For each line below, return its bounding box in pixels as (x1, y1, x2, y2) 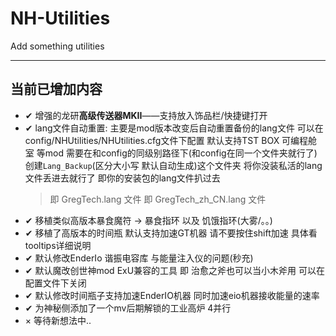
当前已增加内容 (10, 81, 103, 98)
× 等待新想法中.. (24, 314, 92, 326)
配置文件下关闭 (24, 277, 87, 289)
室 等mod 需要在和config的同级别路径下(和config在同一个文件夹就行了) (24, 147, 318, 159)
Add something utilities (10, 40, 105, 52)
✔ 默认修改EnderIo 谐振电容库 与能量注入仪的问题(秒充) (24, 252, 254, 264)
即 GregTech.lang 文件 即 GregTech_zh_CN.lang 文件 (49, 193, 267, 205)
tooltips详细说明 (24, 239, 92, 251)
